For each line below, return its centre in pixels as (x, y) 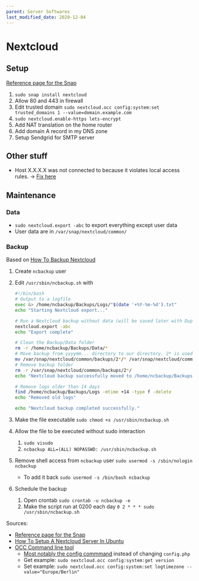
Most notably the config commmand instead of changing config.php (107, 554)
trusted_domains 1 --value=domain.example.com (73, 113)
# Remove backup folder (44, 365)
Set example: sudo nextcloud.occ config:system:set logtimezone (104, 566)
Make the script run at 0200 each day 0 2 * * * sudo (89, 507)
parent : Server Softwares (38, 12)
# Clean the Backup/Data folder (54, 343)
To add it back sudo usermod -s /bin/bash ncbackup (87, 477)
